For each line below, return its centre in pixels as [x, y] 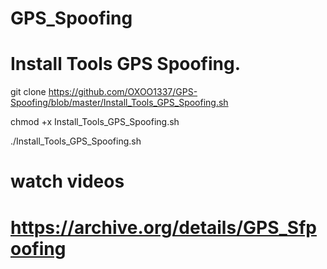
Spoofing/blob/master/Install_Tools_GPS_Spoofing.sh [119, 103]
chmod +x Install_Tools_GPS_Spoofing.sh [95, 122]
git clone [28, 92]
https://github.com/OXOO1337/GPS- [123, 92]
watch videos [67, 181]
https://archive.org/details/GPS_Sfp [163, 227]
